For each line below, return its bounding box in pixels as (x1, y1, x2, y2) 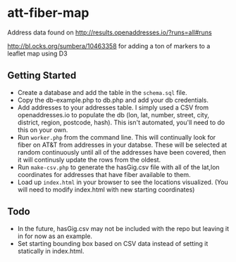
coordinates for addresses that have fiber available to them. (17, 170, 191, 178)
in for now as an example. (17, 232, 93, 240)
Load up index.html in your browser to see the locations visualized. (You (17, 178, 229, 186)
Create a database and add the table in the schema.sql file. (17, 88, 187, 96)
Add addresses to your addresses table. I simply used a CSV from (17, 103, 209, 112)
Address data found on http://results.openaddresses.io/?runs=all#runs (7, 28, 213, 37)
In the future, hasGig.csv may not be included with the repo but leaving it (17, 224, 229, 232)
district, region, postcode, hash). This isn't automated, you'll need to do (17, 118, 225, 126)
